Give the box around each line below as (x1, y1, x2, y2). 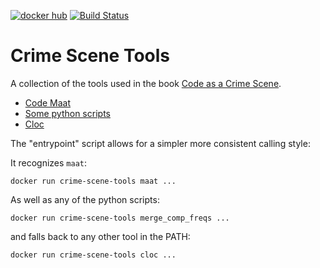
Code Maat (24, 96, 72, 109)
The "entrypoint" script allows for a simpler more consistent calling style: (10, 137, 311, 149)
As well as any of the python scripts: (10, 193, 160, 205)
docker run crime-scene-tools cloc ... (10, 250, 177, 260)
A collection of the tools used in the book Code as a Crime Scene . (10, 77, 282, 89)
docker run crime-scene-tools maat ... (10, 176, 177, 186)
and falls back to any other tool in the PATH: (10, 230, 191, 242)
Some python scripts (24, 107, 111, 119)
